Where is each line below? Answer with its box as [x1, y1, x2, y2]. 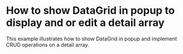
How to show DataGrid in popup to [6, 4, 175, 17]
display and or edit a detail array [6, 16, 165, 29]
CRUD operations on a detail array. [6, 41, 89, 48]
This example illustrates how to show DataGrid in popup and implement [6, 35, 177, 42]
